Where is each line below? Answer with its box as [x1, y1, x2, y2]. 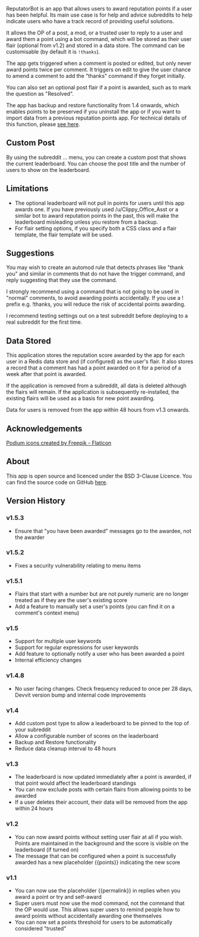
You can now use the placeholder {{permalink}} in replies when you [14, 886, 181, 894]
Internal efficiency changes [14, 657, 82, 664]
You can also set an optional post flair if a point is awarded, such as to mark [6, 84, 191, 91]
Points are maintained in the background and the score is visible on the [14, 839, 189, 847]
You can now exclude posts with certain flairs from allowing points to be [14, 786, 191, 793]
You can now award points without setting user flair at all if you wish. [14, 833, 184, 841]
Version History [6, 496, 65, 506]
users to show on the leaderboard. [6, 166, 91, 173]
